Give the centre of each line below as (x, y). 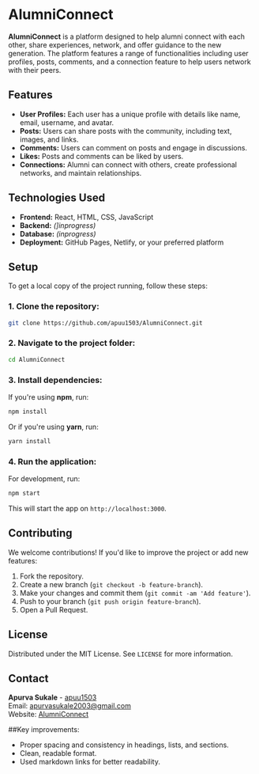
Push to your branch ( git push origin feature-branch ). (110, 601)
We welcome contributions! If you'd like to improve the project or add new (128, 552)
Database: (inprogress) (58, 233)
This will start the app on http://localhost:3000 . (88, 508)
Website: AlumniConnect (49, 715)
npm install (28, 412)
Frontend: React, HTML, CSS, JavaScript (86, 217)
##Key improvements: (44, 730)
